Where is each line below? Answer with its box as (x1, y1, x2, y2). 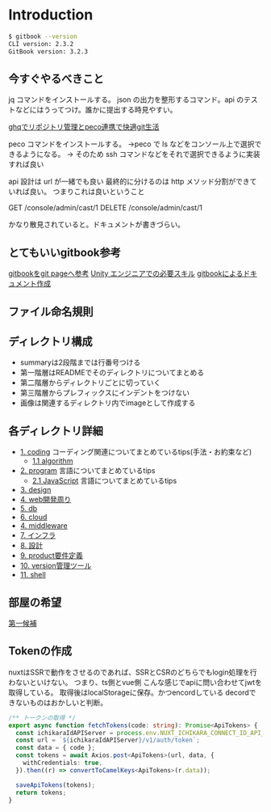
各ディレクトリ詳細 (8, 424, 103, 438)
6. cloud (19, 512, 48, 522)
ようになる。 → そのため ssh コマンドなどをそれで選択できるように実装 (22, 150, 261, 159)
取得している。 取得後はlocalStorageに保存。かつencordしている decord (8, 687, 250, 697)
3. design (19, 485, 52, 495)
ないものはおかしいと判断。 (15, 697, 107, 707)
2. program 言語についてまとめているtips (19, 466, 156, 476)
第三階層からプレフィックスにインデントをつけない (19, 388, 190, 398)
